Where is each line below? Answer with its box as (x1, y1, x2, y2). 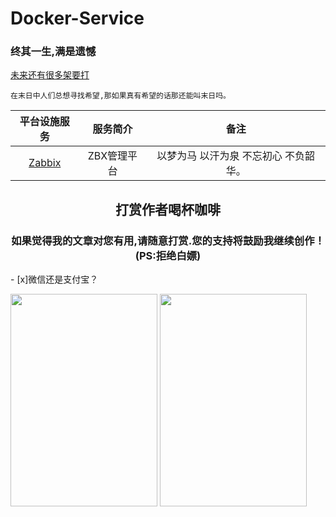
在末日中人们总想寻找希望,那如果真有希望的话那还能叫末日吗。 (10, 91, 231, 101)
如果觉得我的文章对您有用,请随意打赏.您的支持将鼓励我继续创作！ (11, 233, 325, 247)
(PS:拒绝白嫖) (134, 248, 202, 262)
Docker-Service (10, 7, 145, 30)
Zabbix (28, 156, 62, 170)
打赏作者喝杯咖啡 (115, 201, 221, 218)
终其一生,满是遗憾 (10, 45, 97, 59)
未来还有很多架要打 (10, 69, 90, 81)
